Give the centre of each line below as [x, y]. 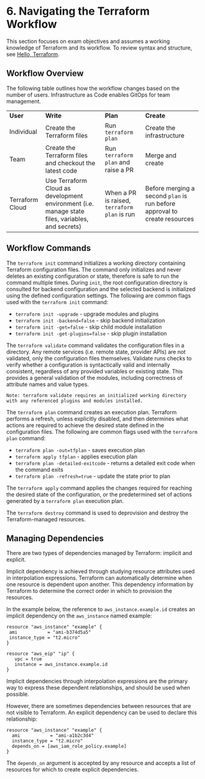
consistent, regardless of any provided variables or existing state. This [95, 371]
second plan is [166, 196]
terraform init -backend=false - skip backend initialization [90, 320]
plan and [117, 162]
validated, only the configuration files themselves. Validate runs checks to [99, 358]
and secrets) [63, 226]
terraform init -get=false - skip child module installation [88, 327]
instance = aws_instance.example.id [61, 665]
